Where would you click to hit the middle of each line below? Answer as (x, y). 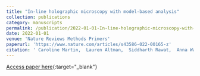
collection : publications (38, 17)
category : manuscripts (34, 22)
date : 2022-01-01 (28, 34)
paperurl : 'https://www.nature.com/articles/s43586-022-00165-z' (89, 45)
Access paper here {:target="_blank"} (52, 67)
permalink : (20, 28)
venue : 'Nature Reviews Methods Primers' (58, 39)
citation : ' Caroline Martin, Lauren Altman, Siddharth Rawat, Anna (97, 50)
